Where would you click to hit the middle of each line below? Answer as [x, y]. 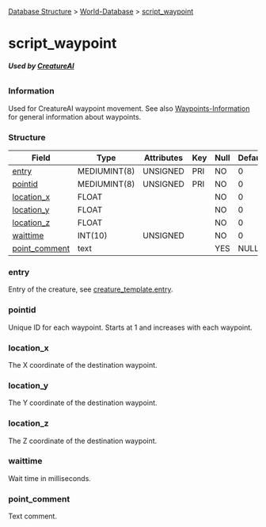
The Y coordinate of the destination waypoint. [83, 403]
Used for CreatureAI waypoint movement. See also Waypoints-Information [129, 108]
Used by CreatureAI [42, 66]
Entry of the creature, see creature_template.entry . [91, 289]
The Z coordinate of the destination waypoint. [83, 441]
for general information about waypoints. [75, 116]
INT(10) [93, 235]
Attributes [163, 158]
